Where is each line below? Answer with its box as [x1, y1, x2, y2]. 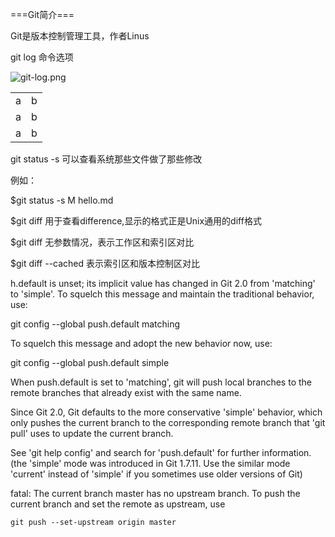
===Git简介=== [10, 9, 75, 20]
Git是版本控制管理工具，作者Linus [10, 30, 150, 42]
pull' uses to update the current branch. [10, 428, 174, 439]
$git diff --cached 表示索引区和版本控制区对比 [10, 258, 201, 269]
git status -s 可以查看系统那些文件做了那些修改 [10, 153, 203, 165]
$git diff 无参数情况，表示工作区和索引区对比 [10, 236, 195, 248]
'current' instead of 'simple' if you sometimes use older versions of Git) [10, 468, 303, 480]
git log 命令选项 [10, 51, 74, 63]
